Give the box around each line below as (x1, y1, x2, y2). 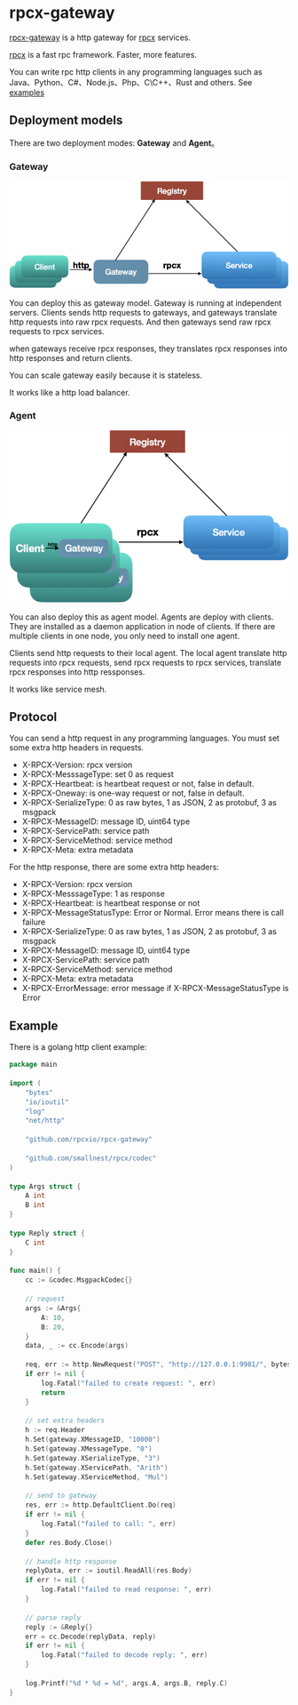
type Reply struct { (9, 1229, 86, 1237)
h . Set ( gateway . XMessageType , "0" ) (25, 1445, 153, 1453)
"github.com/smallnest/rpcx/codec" (25, 1154, 157, 1163)
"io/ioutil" (25, 1097, 69, 1107)
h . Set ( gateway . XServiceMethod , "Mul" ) (25, 1472, 169, 1482)
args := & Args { (25, 1303, 82, 1313)
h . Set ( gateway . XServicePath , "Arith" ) (25, 1463, 169, 1472)
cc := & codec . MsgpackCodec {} (25, 1276, 133, 1285)
